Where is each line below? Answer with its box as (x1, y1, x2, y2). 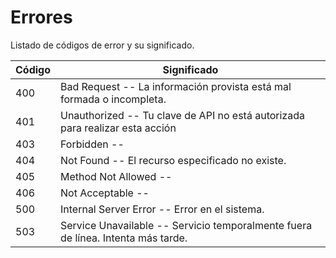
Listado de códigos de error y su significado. (10, 39, 195, 51)
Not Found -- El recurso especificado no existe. (60, 153, 287, 167)
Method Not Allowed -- (60, 169, 173, 183)
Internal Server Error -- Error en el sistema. (60, 202, 265, 216)
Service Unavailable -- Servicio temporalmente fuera (60, 218, 313, 232)
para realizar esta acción (60, 121, 177, 135)
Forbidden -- (60, 137, 125, 151)
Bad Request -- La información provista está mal (60, 79, 292, 93)
